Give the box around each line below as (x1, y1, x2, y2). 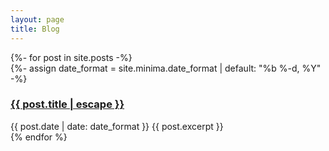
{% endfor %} (10, 131, 68, 143)
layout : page (10, 14, 65, 25)
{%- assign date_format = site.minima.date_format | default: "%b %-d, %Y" (10, 62, 322, 74)
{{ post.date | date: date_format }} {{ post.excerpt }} (10, 120, 224, 132)
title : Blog (10, 24, 60, 34)
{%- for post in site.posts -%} (10, 51, 133, 63)
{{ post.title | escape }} (10, 97, 125, 111)
